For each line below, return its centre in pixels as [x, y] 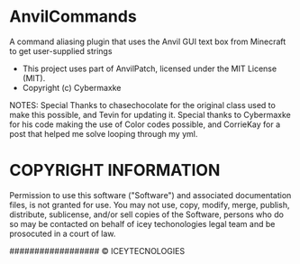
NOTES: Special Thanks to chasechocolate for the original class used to [143, 105]
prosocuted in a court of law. [63, 233]
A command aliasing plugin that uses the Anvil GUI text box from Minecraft [148, 41]
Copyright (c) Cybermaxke [72, 87]
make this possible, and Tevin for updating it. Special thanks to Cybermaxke [150, 114]
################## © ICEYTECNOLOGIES [97, 250]
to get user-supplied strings [61, 50]
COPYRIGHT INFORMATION [115, 171]
